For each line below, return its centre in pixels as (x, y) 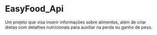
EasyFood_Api (34, 9)
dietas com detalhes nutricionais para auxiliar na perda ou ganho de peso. (79, 27)
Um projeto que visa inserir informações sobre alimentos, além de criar (76, 22)
